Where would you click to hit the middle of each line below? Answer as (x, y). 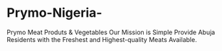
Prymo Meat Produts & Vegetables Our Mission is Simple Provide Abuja (111, 32)
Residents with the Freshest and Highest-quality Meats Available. (102, 39)
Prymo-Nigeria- (54, 13)
